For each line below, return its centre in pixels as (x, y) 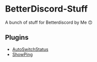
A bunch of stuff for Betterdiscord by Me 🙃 (49, 22)
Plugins (17, 38)
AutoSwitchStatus (30, 49)
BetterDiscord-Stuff (47, 9)
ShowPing (22, 54)
